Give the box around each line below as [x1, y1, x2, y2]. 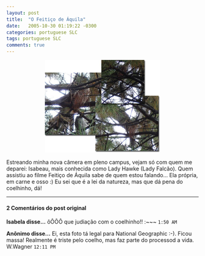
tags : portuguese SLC [6, 35, 62, 42]
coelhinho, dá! [6, 185, 42, 192]
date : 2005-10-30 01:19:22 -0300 [6, 23, 97, 29]
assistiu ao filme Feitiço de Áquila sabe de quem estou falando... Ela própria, [6, 172, 198, 179]
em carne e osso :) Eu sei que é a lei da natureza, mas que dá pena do [6, 178, 183, 186]
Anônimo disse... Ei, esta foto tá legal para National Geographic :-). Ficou [6, 230, 192, 237]
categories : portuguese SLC [6, 29, 78, 35]
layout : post [6, 10, 40, 16]
